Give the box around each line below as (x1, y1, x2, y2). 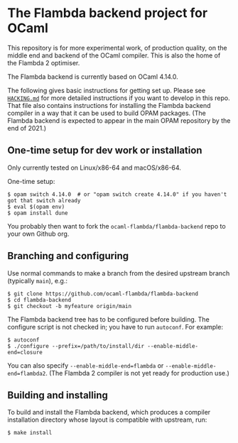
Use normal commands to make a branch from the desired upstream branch (7, 268, 230, 278)
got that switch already (7, 197, 81, 204)
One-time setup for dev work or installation (7, 144, 202, 157)
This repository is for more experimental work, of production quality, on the (7, 43, 227, 52)
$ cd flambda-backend (7, 296, 72, 303)
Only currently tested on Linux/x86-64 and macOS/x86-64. (7, 163, 181, 172)
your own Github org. (7, 229, 70, 238)
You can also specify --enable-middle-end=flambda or (7, 361, 164, 370)
